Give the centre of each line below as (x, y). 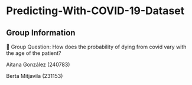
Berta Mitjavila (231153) (35, 76)
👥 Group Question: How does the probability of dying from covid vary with (96, 47)
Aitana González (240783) (38, 64)
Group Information (41, 33)
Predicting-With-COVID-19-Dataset (95, 11)
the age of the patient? (34, 53)
